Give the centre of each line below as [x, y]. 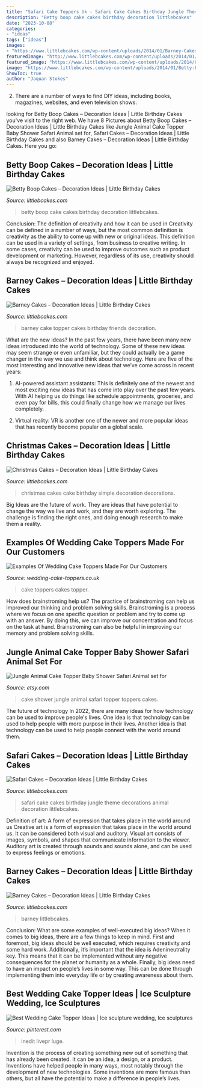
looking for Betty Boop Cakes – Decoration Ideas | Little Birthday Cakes [94, 114]
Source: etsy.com [28, 688]
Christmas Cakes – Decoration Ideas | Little [88, 446]
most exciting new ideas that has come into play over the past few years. [105, 390]
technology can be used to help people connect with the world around [93, 730]
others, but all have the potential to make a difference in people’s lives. [93, 1078]
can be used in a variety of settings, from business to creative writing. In [96, 243]
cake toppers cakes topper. [55, 590]
